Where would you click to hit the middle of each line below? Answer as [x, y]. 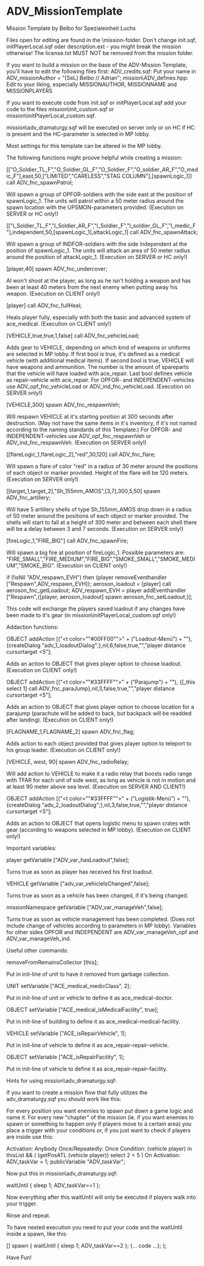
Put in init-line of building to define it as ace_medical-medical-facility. [93, 1021]
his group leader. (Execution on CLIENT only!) [63, 750]
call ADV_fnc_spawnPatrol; [40, 182]
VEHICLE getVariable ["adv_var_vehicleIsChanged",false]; [78, 884]
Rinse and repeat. [28, 1215]
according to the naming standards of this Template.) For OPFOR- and [94, 430]
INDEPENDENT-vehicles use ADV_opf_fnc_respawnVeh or [79, 436]
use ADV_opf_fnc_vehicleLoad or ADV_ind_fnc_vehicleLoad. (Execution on [99, 386]
